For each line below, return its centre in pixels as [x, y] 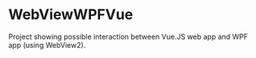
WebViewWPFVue [71, 15]
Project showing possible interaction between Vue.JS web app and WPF [128, 37]
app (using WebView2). [47, 44]
